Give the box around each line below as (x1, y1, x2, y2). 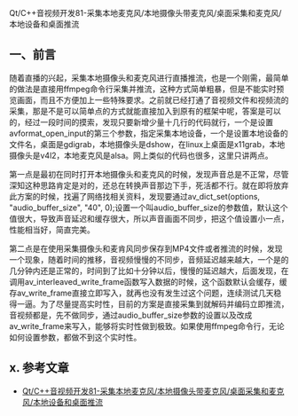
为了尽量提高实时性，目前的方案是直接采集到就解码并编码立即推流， (39, 298, 289, 309)
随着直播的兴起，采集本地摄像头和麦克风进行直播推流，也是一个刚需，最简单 (9, 72, 289, 82)
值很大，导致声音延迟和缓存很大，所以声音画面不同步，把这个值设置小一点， (9, 213, 289, 224)
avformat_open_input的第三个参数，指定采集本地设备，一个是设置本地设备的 (9, 128, 288, 138)
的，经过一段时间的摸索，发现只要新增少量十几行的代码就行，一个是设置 (9, 116, 273, 127)
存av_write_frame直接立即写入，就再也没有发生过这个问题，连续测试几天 (9, 287, 274, 298)
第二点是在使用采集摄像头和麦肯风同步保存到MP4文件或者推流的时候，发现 (9, 243, 283, 254)
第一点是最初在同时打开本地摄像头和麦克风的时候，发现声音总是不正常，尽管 (9, 169, 289, 179)
